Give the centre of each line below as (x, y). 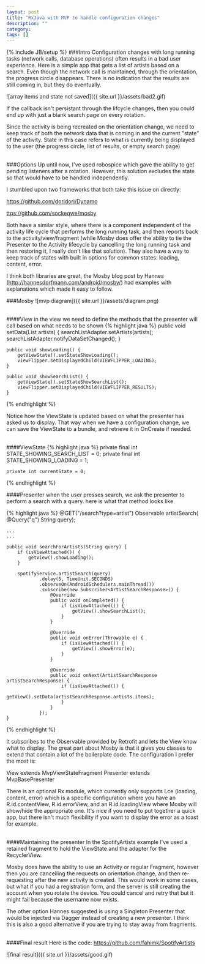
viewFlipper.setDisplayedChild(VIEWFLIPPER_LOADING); (87, 361)
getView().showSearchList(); (109, 611)
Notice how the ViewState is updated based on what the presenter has (95, 416)
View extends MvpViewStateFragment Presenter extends (78, 773)
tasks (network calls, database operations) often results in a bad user (94, 59)
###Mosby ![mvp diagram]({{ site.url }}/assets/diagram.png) (83, 301)
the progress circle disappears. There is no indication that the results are (98, 78)
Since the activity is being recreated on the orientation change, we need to (100, 127)
